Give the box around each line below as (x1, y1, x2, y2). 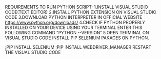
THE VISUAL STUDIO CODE (5, 49, 61, 55)
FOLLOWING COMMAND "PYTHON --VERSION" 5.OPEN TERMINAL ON (5, 30, 149, 35)
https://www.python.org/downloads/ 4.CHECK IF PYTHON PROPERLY (5, 19, 145, 25)
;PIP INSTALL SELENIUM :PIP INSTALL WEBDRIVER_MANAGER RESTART (5, 44, 152, 50)
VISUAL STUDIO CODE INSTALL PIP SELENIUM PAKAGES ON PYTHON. (5, 35, 150, 41)
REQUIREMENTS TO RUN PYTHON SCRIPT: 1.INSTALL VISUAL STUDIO (5, 4, 148, 10)
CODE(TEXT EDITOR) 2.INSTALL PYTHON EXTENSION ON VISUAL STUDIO (5, 9, 157, 15)
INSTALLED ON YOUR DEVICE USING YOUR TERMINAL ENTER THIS (5, 25, 142, 30)
